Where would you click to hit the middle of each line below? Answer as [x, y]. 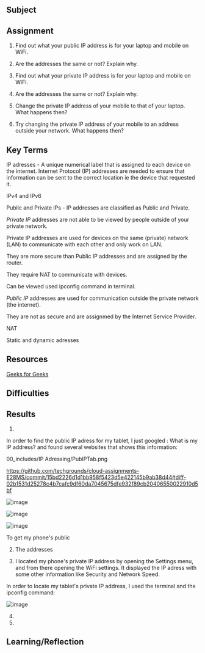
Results [21, 414]
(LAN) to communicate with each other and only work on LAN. [85, 244]
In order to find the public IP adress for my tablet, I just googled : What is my [102, 441]
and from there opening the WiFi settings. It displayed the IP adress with [106, 568]
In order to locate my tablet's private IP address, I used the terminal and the [101, 586]
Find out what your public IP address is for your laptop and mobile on [102, 46]
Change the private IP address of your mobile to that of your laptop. [100, 106]
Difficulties [28, 393]
